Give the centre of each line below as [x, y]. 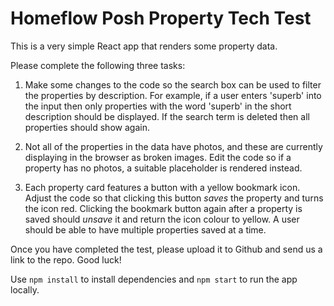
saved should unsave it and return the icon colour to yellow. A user [162, 219]
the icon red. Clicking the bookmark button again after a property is [163, 208]
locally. [25, 289]
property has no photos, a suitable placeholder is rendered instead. [163, 168]
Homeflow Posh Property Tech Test [161, 18]
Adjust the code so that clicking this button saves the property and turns [174, 198]
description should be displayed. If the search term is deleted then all [167, 116]
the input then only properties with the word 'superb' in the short [158, 106]
